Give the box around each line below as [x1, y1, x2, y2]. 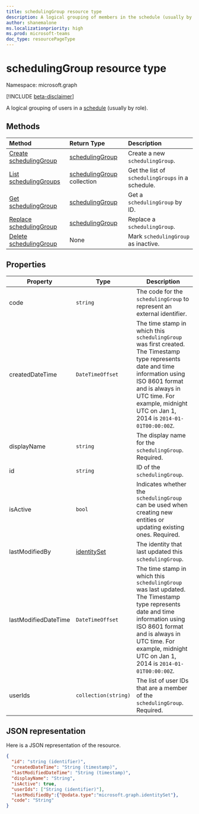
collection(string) [76, 692, 131, 698]
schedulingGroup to [136, 295, 190, 303]
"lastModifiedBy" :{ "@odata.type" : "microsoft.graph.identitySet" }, [11, 792, 179, 798]
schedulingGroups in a [128, 173, 188, 181]
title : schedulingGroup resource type [6, 8, 102, 15]
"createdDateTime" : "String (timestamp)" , [11, 764, 118, 771]
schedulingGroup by [128, 198, 182, 206]
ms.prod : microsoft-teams [6, 31, 70, 37]
